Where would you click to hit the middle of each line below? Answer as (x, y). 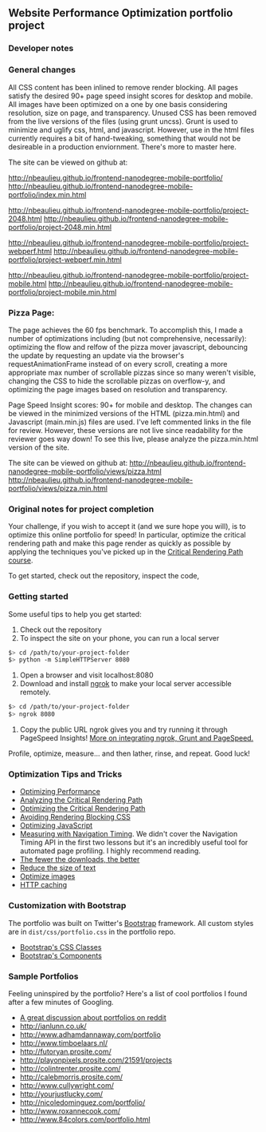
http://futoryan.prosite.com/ (65, 1051)
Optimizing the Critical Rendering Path (82, 808)
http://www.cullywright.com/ (66, 1085)
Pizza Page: (31, 312)
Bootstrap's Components (61, 955)
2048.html (25, 218)
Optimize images (47, 876)
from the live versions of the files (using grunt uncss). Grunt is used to (123, 121)
